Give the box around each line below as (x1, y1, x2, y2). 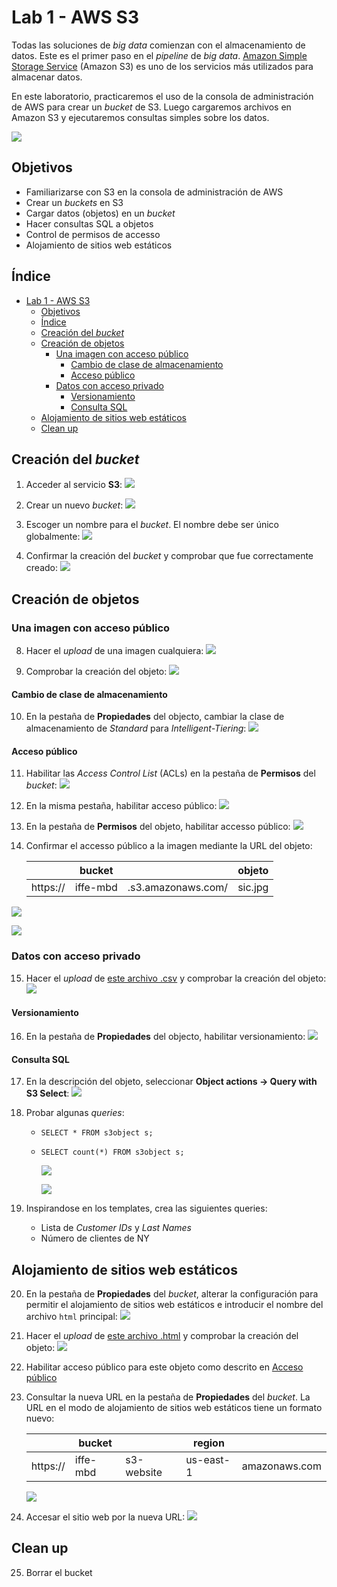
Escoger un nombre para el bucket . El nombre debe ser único (25, 519, 279, 531)
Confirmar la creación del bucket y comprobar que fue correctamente (25, 550, 314, 562)
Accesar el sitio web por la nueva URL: (25, 1511, 186, 1523)
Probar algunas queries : (25, 1107, 125, 1119)
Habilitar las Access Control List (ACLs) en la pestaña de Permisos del (25, 767, 316, 780)
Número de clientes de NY (40, 1232, 150, 1245)
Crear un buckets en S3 (25, 196, 124, 208)
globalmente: (25, 531, 81, 543)
